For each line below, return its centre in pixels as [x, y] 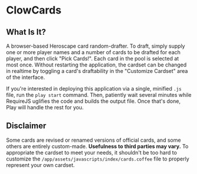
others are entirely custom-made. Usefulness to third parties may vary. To [97, 146]
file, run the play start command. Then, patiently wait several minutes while [99, 95]
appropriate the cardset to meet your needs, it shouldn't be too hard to [92, 152]
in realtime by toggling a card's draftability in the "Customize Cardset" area [97, 71]
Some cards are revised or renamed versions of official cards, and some [94, 140]
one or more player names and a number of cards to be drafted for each [94, 52]
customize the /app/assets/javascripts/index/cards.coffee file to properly [98, 159]
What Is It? [26, 32]
